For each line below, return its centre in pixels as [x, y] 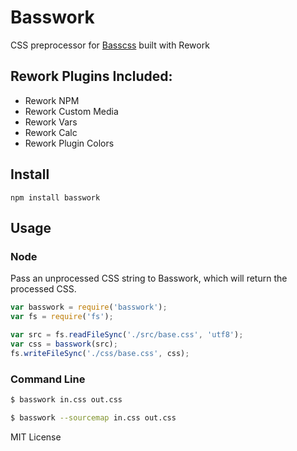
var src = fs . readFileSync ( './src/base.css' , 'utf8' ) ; [127, 335]
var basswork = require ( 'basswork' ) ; [89, 307]
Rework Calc [51, 132]
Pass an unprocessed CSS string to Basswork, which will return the [149, 278]
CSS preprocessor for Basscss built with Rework [110, 45]
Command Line [48, 379]
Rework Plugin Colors [69, 143]
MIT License [36, 437]
